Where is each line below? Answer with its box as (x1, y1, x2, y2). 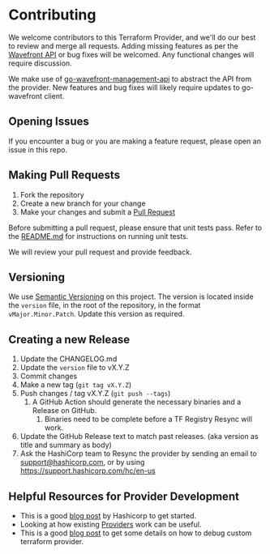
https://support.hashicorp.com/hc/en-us (19, 466, 156, 475)
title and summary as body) (19, 440, 112, 450)
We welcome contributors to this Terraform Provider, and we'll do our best (8, 32, 256, 42)
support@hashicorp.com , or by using (19, 458, 145, 467)
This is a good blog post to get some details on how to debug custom (19, 528, 252, 538)
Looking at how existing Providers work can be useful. (19, 520, 202, 529)
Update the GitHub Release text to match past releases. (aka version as (19, 432, 259, 441)
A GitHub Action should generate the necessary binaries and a (32, 397, 242, 407)
